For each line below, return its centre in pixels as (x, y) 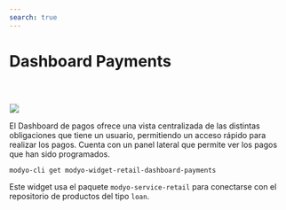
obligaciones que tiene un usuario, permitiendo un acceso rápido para (138, 135)
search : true (33, 17)
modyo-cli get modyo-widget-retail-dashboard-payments (113, 170)
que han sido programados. (60, 154)
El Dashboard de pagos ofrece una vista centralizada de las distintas (135, 126)
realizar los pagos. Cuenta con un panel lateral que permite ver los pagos (143, 144)
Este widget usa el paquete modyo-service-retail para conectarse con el (143, 187)
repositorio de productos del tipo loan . (79, 197)
